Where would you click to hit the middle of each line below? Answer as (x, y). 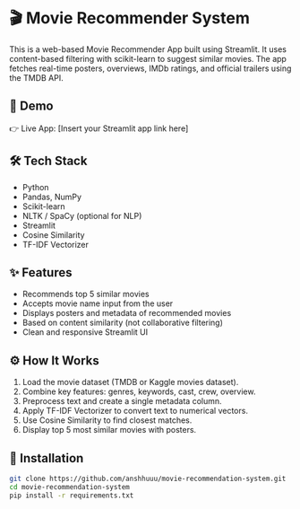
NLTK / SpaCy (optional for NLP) (82, 215)
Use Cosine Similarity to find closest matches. (107, 420)
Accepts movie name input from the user (98, 303)
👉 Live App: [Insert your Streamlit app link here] (99, 128)
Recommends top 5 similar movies (86, 294)
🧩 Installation (47, 458)
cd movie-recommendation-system (69, 487)
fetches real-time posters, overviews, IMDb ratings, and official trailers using (150, 68)
